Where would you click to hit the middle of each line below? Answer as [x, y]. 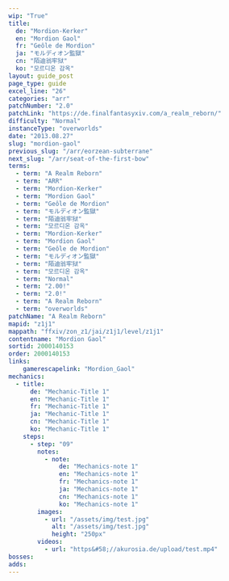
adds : [17, 564]
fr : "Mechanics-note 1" [99, 482]
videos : [50, 542]
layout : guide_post [41, 76]
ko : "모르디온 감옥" [45, 69]
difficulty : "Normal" [45, 121]
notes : [48, 452]
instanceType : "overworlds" [56, 128]
